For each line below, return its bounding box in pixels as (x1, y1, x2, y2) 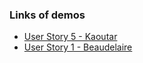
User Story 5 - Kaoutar (23, 31, 118, 43)
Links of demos (9, 8, 86, 22)
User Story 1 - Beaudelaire (23, 41, 133, 53)
